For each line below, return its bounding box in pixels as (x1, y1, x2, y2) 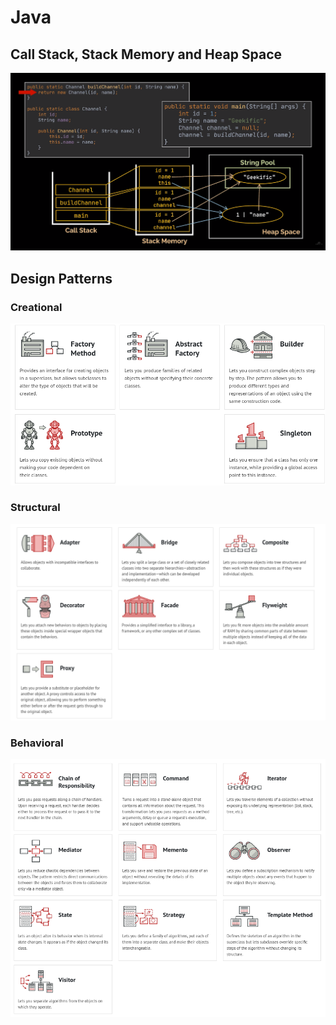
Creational (10, 300, 63, 314)
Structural (10, 501, 61, 515)
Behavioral (10, 736, 64, 750)
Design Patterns (10, 270, 113, 287)
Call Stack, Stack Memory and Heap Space (10, 46, 283, 63)
